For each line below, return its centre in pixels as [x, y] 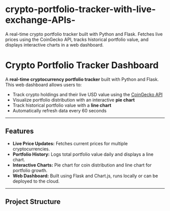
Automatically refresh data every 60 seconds [59, 110]
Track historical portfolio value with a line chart [62, 105]
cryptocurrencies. [31, 149]
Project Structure [33, 202]
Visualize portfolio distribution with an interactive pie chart [74, 100]
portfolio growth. [30, 170]
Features [19, 131]
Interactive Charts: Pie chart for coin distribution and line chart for [82, 165]
